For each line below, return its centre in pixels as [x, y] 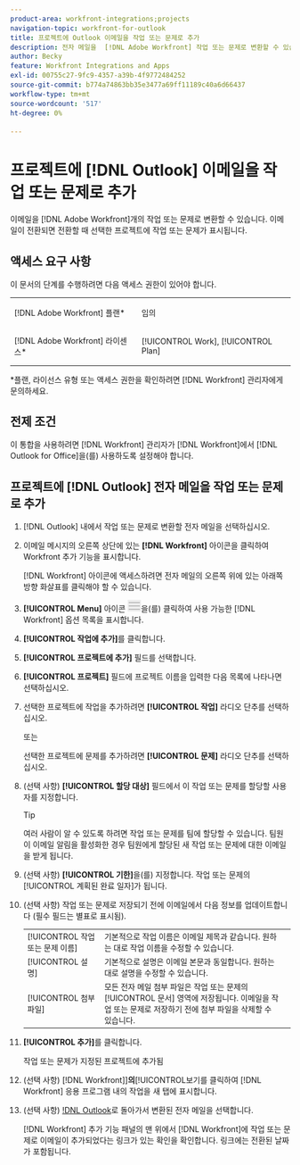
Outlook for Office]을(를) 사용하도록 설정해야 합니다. [102, 456]
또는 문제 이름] [53, 947]
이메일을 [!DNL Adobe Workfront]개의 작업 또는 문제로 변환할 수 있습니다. [139, 220]
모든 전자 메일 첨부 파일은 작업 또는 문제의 [176, 987]
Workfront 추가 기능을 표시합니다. [82, 557]
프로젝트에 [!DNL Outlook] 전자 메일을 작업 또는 [134, 487]
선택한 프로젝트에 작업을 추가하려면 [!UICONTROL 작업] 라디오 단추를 [144, 707]
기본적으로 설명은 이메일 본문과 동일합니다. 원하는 [190, 962]
